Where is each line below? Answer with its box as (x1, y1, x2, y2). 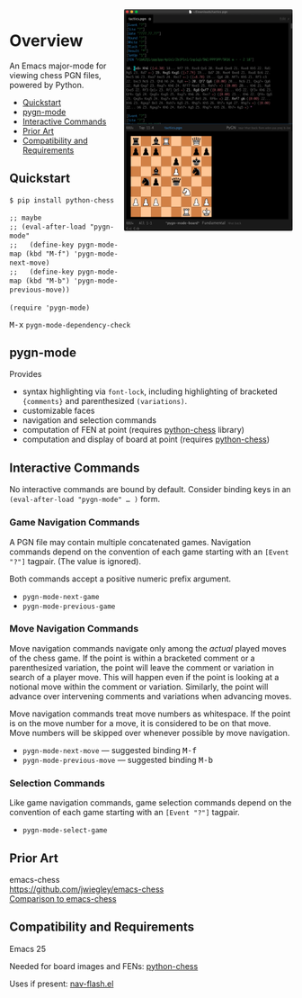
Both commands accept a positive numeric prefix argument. (9, 573, 232, 584)
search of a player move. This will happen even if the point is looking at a (9, 671, 280, 682)
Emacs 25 (9, 943, 47, 954)
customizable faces (22, 405, 95, 417)
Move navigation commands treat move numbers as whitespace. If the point (9, 708, 291, 719)
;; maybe (9, 213, 42, 222)
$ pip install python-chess (9, 195, 115, 205)
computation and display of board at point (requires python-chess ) (22, 434, 271, 445)
